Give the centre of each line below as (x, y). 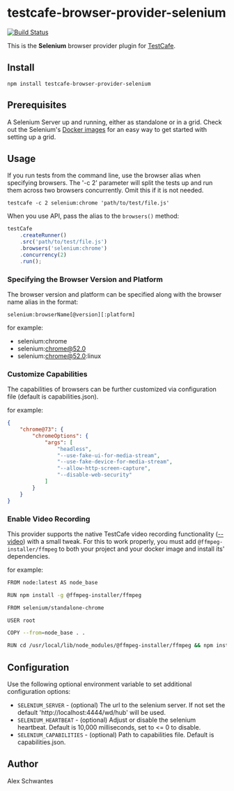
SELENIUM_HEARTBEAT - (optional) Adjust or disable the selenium (107, 720)
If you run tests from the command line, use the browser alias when (104, 175)
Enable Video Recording (49, 519)
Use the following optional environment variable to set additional (100, 684)
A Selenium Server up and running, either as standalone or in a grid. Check (115, 122)
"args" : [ (58, 442)
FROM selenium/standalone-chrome (56, 608)
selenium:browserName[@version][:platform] (71, 315)
